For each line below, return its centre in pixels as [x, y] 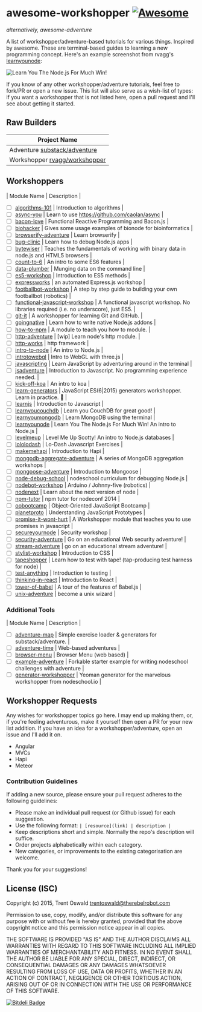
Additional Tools [31, 610]
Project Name [58, 139]
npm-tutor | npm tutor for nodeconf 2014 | [68, 498]
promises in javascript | [44, 526]
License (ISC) [32, 888]
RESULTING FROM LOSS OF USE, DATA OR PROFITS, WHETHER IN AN [94, 971]
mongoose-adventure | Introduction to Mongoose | [78, 471]
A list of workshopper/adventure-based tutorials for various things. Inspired [100, 41]
